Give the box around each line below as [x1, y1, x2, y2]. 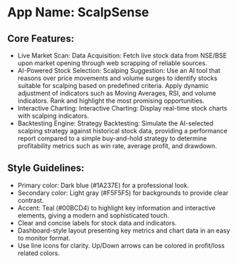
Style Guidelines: [7, 162, 85, 174]
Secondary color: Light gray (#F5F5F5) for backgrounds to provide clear [17, 189, 229, 197]
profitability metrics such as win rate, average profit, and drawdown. [17, 142, 217, 150]
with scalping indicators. [17, 111, 90, 120]
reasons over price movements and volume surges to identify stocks [17, 74, 218, 82]
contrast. [17, 196, 45, 204]
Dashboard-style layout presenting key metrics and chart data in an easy [17, 226, 231, 235]
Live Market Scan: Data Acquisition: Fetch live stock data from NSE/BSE [17, 51, 227, 60]
